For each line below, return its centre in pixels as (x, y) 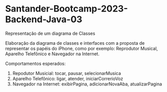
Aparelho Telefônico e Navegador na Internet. (52, 54)
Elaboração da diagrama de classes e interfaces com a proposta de (75, 43)
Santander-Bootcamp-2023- (66, 9)
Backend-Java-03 (44, 19)
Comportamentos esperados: (36, 63)
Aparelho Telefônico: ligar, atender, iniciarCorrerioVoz (68, 78)
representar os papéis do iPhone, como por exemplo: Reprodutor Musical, (81, 48)
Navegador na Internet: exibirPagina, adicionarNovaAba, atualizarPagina (87, 84)
